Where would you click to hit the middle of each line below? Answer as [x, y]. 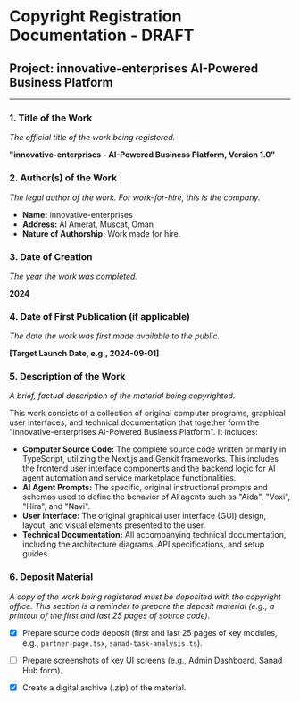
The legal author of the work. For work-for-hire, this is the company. [135, 197]
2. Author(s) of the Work [63, 178]
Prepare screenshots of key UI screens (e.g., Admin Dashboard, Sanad [152, 660]
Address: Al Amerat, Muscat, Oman [88, 224]
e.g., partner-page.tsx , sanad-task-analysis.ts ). [112, 643]
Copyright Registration [96, 17]
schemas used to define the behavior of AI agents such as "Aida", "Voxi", [156, 497]
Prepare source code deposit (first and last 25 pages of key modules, [150, 632]
